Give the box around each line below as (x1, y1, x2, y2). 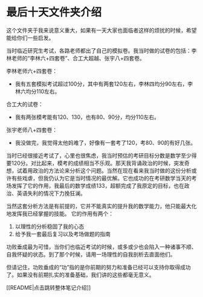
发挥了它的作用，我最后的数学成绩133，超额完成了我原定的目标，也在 (11, 182, 184, 189)
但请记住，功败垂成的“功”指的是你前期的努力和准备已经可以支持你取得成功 (6, 263, 192, 270)
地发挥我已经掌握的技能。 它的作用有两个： (6, 209, 114, 217)
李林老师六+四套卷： (6, 67, 58, 74)
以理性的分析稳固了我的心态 (14, 223, 85, 230)
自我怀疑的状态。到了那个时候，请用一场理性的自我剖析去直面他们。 (6, 251, 176, 258)
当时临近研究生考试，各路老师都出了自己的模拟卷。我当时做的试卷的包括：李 (6, 46, 197, 54)
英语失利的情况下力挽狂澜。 (16, 190, 86, 197)
